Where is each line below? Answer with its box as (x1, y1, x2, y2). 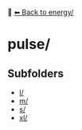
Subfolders (7, 67, 64, 80)
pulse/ (7, 36, 51, 53)
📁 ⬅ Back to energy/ (7, 8, 74, 17)
